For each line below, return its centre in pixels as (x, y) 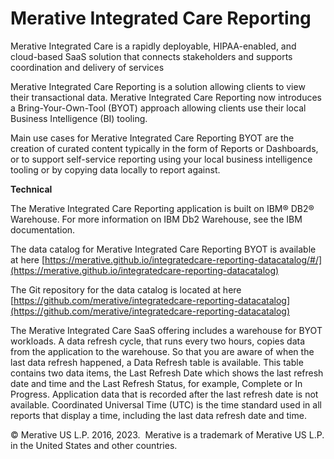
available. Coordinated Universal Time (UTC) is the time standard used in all (166, 404)
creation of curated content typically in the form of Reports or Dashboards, (164, 148)
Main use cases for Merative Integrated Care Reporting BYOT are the (152, 138)
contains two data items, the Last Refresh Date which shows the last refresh (167, 373)
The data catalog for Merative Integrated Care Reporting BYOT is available (163, 249)
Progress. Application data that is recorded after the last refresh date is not (164, 394)
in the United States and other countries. (94, 445)
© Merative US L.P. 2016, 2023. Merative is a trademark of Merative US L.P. (167, 434)
